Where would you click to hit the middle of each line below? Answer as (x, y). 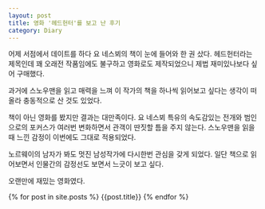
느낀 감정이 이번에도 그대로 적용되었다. (76, 137)
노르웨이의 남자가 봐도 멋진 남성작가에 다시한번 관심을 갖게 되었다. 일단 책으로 (129, 154)
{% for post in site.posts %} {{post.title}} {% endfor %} (99, 197)
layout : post (30, 15)
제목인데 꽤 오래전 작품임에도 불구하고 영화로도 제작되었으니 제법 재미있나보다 (129, 64)
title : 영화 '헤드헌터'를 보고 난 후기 (65, 23)
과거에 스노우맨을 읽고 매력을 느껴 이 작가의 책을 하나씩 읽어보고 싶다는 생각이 (129, 91)
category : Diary (35, 30)
